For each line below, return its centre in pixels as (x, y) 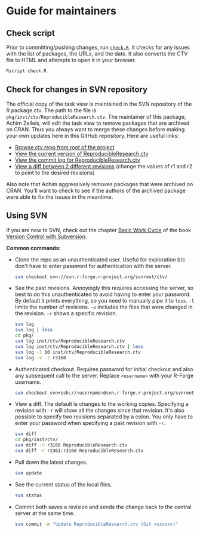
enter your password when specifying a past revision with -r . (90, 423)
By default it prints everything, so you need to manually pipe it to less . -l (104, 301)
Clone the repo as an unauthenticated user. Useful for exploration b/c (100, 259)
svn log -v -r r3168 (40, 358)
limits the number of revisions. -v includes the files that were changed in (104, 307)
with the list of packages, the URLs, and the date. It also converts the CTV (97, 54)
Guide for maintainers (61, 11)
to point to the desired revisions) (55, 172)
